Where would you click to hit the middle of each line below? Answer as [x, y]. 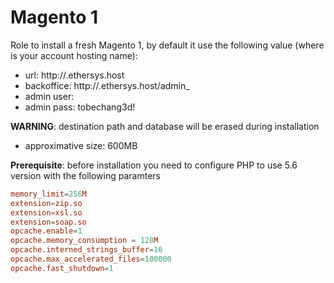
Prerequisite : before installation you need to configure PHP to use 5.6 [154, 165]
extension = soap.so [48, 222]
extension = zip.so [46, 203]
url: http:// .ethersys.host [74, 75]
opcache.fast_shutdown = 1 [62, 268]
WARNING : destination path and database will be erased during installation [165, 126]
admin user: [49, 96]
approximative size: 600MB [81, 145]
